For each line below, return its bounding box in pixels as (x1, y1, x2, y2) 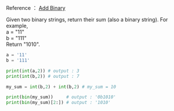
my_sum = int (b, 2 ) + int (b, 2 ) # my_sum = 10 (6, 84, 116, 89)
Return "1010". (6, 41, 40, 48)
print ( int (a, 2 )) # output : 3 (6, 68, 80, 74)
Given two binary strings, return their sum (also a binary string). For (6, 16, 168, 23)
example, (6, 22, 28, 29)
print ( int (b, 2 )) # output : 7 (6, 73, 80, 79)
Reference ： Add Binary (6, 5, 66, 11)
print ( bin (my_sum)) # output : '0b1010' (6, 94, 116, 100)
